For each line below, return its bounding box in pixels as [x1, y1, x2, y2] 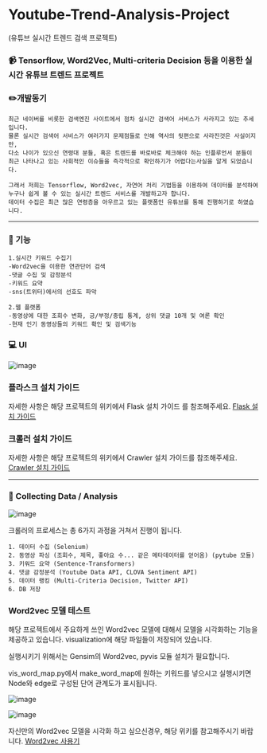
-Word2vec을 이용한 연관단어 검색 [8, 263, 106, 271]
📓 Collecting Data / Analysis [8, 491, 118, 502]
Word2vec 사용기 [25, 735, 80, 746]
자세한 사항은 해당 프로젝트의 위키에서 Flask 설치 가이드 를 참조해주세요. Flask [8, 402, 250, 411]
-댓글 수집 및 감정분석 [8, 271, 72, 280]
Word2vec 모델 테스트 [8, 605, 91, 616]
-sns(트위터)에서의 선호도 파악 [8, 288, 97, 296]
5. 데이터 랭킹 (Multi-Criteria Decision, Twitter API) [8, 576, 189, 585]
